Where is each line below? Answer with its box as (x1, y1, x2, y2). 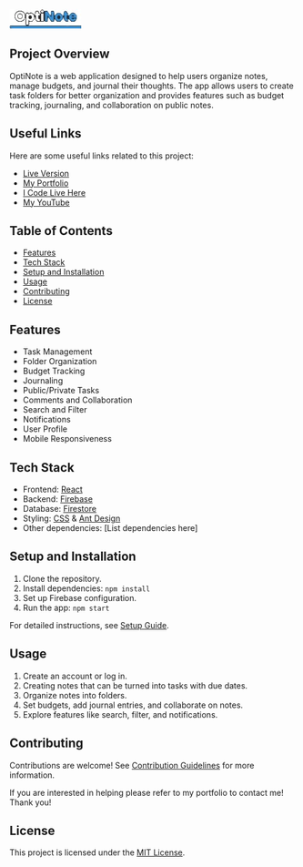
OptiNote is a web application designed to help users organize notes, (9, 70, 268, 81)
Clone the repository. (22, 573, 102, 584)
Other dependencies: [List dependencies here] (22, 523, 198, 534)
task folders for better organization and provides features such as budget (9, 89, 285, 100)
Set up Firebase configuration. (22, 592, 137, 603)
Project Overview (9, 46, 110, 62)
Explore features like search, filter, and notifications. (22, 709, 218, 719)
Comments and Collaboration (22, 394, 133, 405)
